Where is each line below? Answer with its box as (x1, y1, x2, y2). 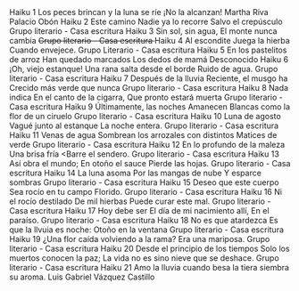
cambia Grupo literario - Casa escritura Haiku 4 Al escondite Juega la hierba (9, 36, 290, 45)
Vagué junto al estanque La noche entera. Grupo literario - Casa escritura (9, 120, 279, 131)
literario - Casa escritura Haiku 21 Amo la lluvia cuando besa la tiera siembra (9, 263, 290, 272)
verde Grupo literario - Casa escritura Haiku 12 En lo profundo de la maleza (9, 140, 286, 150)
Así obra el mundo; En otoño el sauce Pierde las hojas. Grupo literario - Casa (9, 158, 291, 168)
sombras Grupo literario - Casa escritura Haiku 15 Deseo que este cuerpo (9, 177, 279, 188)
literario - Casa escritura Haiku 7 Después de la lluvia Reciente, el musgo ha (9, 73, 288, 84)
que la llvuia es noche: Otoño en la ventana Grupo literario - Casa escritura (9, 224, 284, 235)
